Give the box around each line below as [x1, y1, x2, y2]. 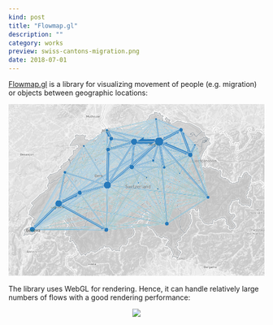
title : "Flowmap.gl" [8, 21, 79, 30]
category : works [8, 39, 63, 47]
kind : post [8, 13, 45, 21]
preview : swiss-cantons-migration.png [8, 47, 140, 56]
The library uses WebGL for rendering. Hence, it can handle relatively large [8, 284, 259, 294]
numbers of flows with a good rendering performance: [8, 292, 191, 302]
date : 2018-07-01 [8, 56, 67, 64]
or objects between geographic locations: [8, 88, 149, 97]
